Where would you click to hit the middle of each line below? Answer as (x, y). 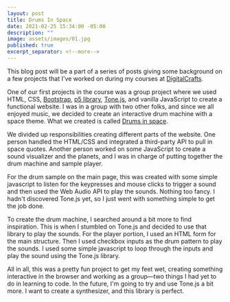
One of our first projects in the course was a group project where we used (112, 92)
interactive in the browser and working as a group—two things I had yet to (112, 276)
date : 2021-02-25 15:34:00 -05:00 (57, 26)
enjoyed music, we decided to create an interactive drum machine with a (110, 113)
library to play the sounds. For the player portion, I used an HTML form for (112, 233)
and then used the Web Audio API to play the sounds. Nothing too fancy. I (111, 191)
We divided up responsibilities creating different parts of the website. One (112, 134)
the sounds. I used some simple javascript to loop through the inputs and (110, 248)
